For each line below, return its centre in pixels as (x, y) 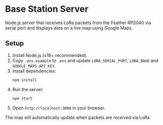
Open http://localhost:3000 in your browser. (59, 108)
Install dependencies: (34, 71)
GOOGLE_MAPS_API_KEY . (34, 65)
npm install (24, 80)
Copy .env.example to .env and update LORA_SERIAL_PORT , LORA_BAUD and (85, 61)
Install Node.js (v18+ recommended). (50, 55)
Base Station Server (47, 9)
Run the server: (28, 89)
